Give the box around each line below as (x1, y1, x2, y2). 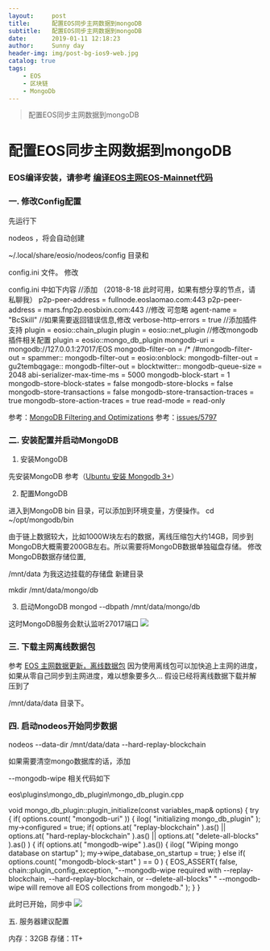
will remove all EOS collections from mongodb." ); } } (26, 882, 201, 892)
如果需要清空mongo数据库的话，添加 (8, 756, 131, 766)
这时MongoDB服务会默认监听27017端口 (8, 619, 139, 629)
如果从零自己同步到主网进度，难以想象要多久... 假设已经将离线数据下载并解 (8, 671, 257, 681)
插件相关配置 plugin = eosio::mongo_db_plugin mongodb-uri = (8, 335, 215, 344)
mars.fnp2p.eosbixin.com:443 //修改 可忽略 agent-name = (44, 305, 238, 314)
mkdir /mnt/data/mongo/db (8, 585, 99, 595)
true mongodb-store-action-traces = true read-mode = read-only (8, 395, 226, 405)
